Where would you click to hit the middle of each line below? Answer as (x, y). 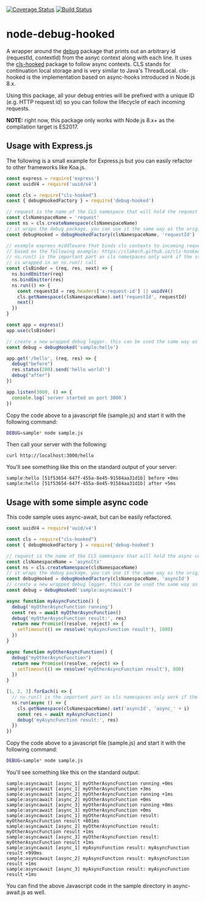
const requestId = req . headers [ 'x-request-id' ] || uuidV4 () (95, 291)
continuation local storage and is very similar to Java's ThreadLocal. (92, 70)
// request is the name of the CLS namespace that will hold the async (99, 556)
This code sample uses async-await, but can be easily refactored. (89, 517)
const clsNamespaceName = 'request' (53, 218)
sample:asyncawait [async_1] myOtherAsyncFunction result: (83, 816)
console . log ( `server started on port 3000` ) (69, 397)
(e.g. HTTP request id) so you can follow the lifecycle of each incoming (95, 102)
